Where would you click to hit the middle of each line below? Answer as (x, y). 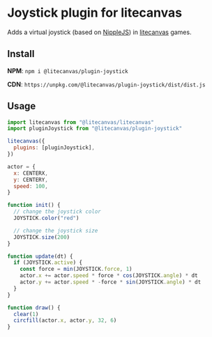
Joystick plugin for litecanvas (95, 13)
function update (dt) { (40, 256)
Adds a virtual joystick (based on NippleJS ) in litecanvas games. (99, 32)
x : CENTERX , (31, 173)
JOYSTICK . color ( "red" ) (46, 218)
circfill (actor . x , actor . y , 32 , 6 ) (65, 321)
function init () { (34, 205)
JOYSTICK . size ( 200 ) (42, 237)
